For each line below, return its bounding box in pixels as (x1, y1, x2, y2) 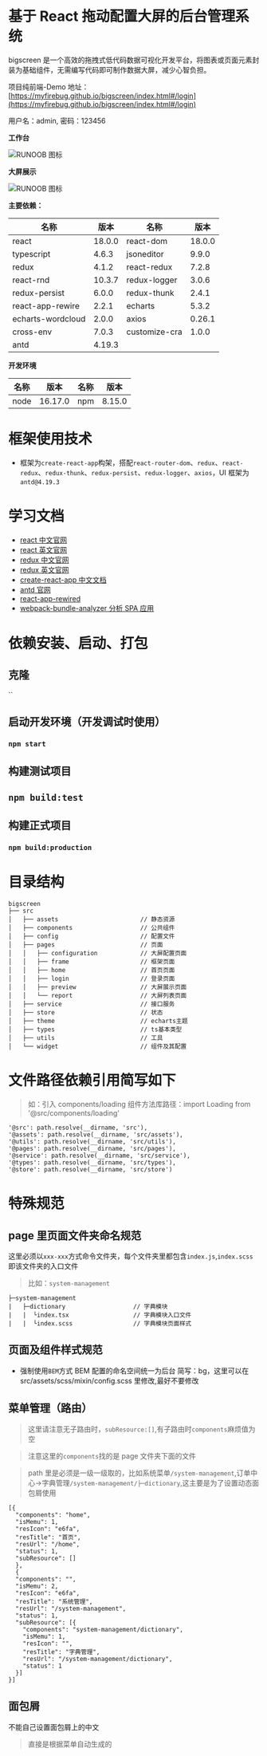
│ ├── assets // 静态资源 (8, 915, 175, 923)
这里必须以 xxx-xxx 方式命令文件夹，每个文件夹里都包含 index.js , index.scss (8, 1251, 253, 1261)
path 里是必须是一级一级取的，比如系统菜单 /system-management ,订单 (27, 1468, 251, 1478)
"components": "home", (15, 1510, 91, 1519)
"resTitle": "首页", (15, 1533, 81, 1541)
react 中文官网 (19, 535, 68, 545)
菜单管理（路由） (8, 1401, 92, 1415)
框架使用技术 (8, 430, 93, 448)
